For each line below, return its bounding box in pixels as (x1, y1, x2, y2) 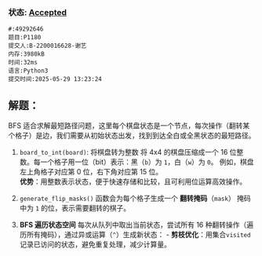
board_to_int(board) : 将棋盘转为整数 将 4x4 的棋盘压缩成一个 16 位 (19, 148, 237, 157)
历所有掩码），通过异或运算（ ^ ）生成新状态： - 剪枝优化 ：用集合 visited (19, 230, 251, 240)
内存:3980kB (8, 50, 45, 58)
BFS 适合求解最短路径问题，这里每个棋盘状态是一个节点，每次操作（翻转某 (8, 121, 250, 130)
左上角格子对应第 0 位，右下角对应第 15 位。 (19, 167, 163, 177)
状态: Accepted (8, 6, 67, 17)
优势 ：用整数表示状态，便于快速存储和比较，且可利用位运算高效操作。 (19, 177, 247, 186)
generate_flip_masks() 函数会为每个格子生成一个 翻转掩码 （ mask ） (19, 194, 235, 203)
